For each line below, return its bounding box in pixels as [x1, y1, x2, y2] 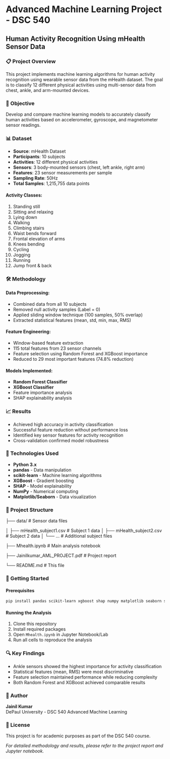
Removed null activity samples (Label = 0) [13, 306, 100, 312]
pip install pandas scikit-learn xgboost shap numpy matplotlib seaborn [6, 599, 162, 604]
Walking [13, 219, 30, 225]
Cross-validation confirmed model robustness [13, 437, 109, 443]
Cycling [13, 246, 29, 252]
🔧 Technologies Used [6, 450, 59, 457]
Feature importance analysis [13, 390, 73, 396]
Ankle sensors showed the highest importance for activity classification [13, 663, 162, 669]
